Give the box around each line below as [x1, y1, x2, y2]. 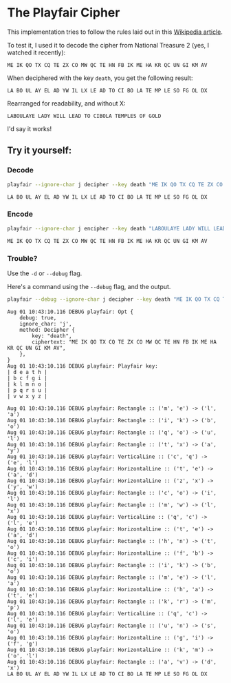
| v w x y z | [7, 393, 48, 399]
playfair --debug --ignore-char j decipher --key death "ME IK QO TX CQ [7, 295, 220, 303]
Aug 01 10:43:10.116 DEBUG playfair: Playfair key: [7, 362, 158, 370]
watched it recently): [7, 48, 66, 57]
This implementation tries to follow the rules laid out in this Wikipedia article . [7, 28, 223, 36]
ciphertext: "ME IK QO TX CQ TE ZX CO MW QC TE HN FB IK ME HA [32, 338, 217, 346]
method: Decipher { [19, 326, 76, 333]
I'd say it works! [7, 124, 52, 132]
